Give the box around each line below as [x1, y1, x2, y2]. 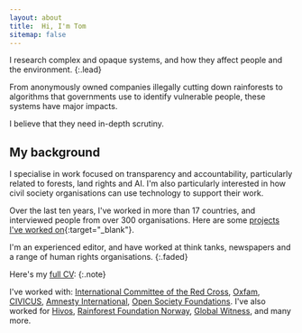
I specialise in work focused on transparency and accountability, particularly [9, 169, 293, 180]
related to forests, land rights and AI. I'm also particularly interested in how [9, 178, 287, 190]
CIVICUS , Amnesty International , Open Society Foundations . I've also [9, 296, 266, 307]
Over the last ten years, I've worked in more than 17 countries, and [9, 205, 256, 217]
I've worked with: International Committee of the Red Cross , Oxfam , [9, 286, 261, 298]
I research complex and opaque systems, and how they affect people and [9, 55, 283, 66]
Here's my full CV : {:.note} [9, 269, 106, 280]
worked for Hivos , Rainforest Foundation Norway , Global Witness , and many [9, 306, 291, 317]
